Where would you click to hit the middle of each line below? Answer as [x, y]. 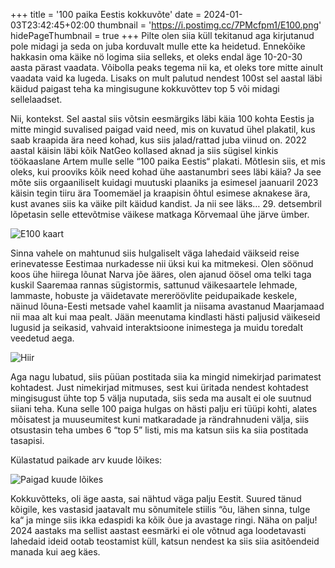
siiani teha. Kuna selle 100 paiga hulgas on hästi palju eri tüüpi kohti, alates [164, 408]
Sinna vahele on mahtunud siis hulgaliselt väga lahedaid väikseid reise [155, 253]
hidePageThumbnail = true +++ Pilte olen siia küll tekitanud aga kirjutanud [162, 35]
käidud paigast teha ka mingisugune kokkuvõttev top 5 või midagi [145, 88]
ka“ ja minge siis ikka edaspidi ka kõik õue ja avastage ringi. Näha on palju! [164, 520]
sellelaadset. [36, 99]
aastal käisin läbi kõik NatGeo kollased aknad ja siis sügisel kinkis [144, 150]
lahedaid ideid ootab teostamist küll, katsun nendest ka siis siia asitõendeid [165, 541]
